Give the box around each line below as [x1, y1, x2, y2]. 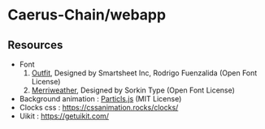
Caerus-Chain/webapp [7, 6, 167, 24]
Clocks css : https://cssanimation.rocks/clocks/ [19, 103, 179, 112]
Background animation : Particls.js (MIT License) [19, 94, 182, 103]
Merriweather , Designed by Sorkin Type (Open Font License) [31, 85, 235, 95]
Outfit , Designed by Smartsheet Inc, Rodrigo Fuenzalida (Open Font [31, 68, 258, 78]
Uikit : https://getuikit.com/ [19, 111, 110, 121]
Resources [7, 38, 63, 52]
